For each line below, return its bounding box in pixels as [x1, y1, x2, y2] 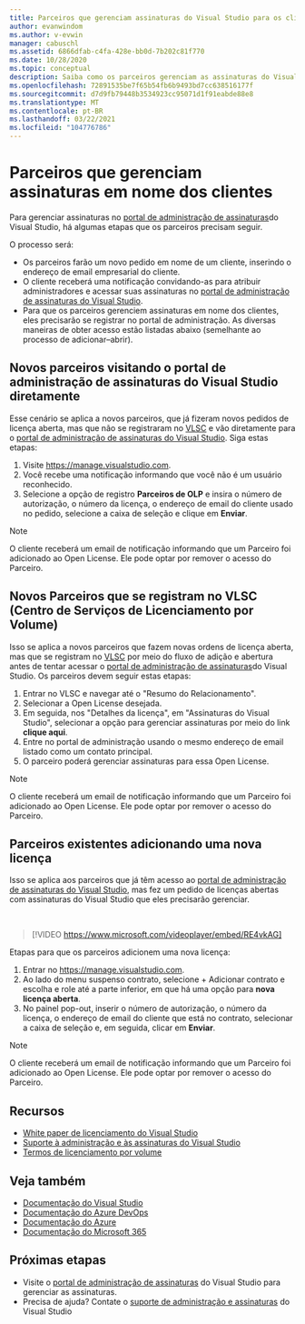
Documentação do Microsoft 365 [22, 1227, 147, 1237]
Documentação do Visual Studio [22, 1198, 143, 1208]
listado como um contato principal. [22, 746, 152, 757]
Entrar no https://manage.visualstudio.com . [22, 965, 185, 976]
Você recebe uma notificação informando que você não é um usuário [22, 469, 282, 480]
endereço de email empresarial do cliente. [22, 266, 181, 277]
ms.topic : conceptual [9, 65, 92, 74]
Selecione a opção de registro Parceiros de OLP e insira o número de [22, 488, 283, 499]
